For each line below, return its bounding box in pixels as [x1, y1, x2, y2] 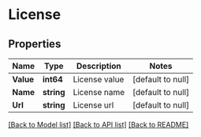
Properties [8, 37, 61, 51]
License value [73, 74, 125, 85]
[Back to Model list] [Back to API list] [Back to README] [8, 120, 189, 129]
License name [73, 87, 125, 97]
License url [73, 100, 114, 110]
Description [76, 61, 121, 71]
